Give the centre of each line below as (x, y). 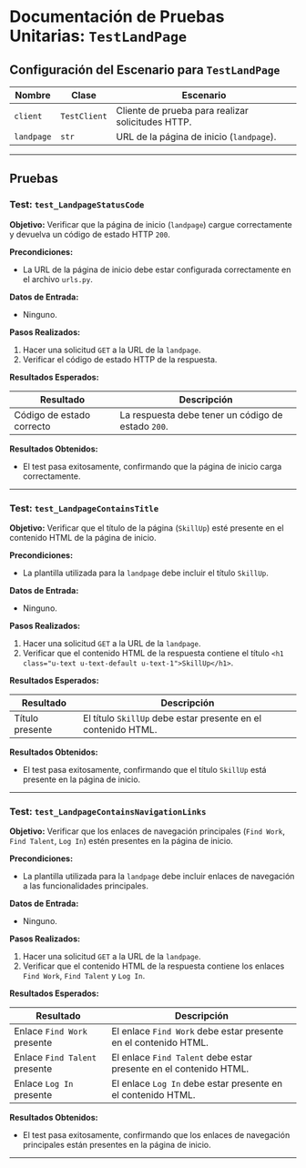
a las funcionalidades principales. (85, 886)
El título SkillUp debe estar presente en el (173, 718)
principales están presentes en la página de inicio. (117, 1145)
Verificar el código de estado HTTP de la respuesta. (120, 359)
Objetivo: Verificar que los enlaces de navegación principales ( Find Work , (147, 831)
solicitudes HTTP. (154, 122)
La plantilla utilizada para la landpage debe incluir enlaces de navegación (158, 877)
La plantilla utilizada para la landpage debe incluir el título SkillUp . (145, 573)
